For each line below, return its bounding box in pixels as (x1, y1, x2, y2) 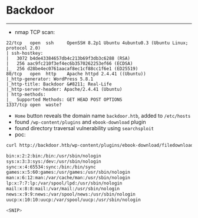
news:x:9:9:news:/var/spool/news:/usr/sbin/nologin (6, 191, 136, 197)
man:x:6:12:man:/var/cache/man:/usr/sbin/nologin (6, 175, 131, 181)
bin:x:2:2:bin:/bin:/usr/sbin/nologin (6, 153, 101, 159)
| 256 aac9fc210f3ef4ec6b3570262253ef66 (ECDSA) (6, 60, 133, 67)
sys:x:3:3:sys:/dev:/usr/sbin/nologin (6, 158, 101, 164)
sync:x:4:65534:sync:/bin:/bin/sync (6, 164, 96, 170)
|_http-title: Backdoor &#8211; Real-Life (6, 81, 112, 87)
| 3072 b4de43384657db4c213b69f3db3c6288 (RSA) (6, 55, 131, 61)
